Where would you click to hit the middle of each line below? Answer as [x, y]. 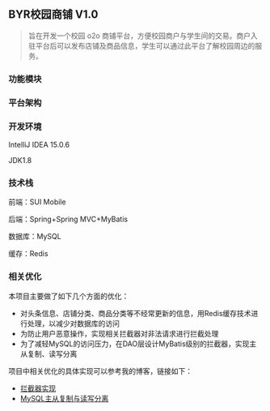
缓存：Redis [28, 254]
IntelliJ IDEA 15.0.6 [39, 144]
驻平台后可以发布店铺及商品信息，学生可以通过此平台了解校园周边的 [141, 45]
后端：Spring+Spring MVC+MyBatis [68, 219]
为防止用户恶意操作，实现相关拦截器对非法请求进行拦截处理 [119, 333]
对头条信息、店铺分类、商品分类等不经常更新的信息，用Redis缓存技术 [136, 313]
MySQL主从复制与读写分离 [64, 398]
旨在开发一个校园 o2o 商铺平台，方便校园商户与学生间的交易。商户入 [143, 36]
